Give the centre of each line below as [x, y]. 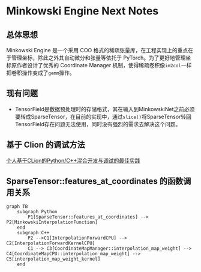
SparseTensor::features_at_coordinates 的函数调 [99, 181]
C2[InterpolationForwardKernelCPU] [51, 243]
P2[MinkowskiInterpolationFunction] [52, 222]
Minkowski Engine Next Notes [82, 11]
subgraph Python [37, 212]
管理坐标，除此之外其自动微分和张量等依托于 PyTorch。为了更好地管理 [98, 58]
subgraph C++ [33, 233]
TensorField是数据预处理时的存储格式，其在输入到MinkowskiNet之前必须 [105, 109]
